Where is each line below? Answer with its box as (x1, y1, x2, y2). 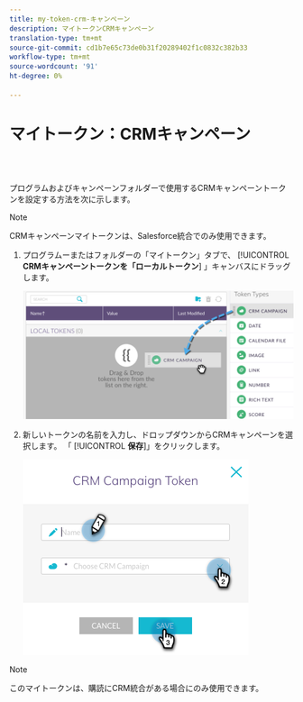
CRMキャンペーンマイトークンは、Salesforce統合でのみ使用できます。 (9, 230, 271, 241)
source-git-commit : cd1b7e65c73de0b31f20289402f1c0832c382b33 (9, 43, 248, 52)
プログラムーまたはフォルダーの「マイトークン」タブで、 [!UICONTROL (22, 249, 290, 260)
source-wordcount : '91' (9, 62, 99, 71)
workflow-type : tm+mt (9, 52, 91, 62)
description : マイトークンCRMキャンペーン (9, 23, 155, 33)
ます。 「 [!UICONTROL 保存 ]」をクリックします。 (38, 441, 225, 451)
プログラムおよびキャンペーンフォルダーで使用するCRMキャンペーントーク (9, 182, 287, 193)
